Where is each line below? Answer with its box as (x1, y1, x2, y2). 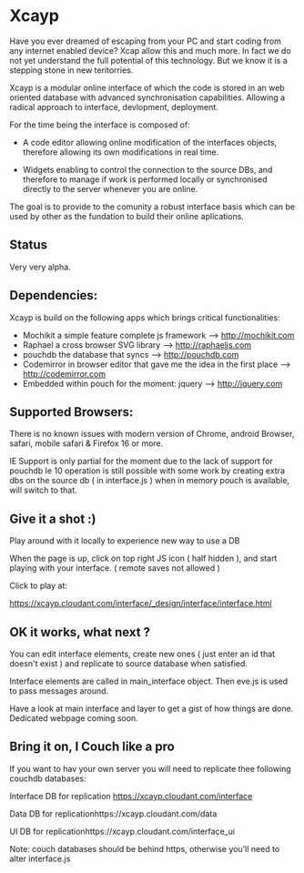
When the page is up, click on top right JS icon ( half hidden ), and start (9, 553, 278, 564)
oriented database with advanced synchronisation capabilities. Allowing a (9, 92, 286, 103)
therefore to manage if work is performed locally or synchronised (22, 174, 268, 185)
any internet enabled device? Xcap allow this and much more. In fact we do (9, 45, 291, 56)
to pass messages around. (9, 685, 109, 696)
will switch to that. (9, 484, 77, 496)
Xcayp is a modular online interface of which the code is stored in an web (9, 82, 285, 93)
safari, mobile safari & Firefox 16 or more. (9, 438, 164, 449)
